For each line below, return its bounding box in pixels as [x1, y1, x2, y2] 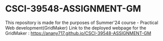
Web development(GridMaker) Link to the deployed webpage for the [5, 24, 146, 30]
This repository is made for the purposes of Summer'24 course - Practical [5, 19, 158, 25]
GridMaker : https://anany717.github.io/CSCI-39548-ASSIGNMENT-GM [5, 30, 151, 36]
